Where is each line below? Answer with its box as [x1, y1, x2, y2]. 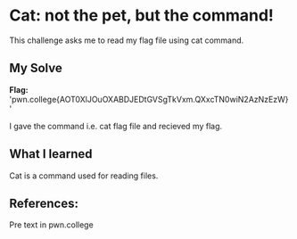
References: [9, 195, 78, 210]
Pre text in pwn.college [9, 219, 94, 230]
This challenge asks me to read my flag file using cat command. [9, 35, 244, 45]
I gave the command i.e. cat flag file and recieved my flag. [9, 120, 223, 131]
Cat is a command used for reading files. [9, 170, 159, 181]
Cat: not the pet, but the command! [9, 5, 275, 26]
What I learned [9, 146, 93, 161]
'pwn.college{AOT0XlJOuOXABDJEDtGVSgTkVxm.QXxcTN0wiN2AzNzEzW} [9, 94, 289, 104]
